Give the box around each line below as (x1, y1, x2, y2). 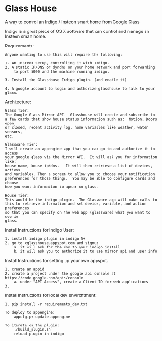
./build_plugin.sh (14, 327, 51, 332)
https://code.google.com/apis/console (5, 275, 83, 280)
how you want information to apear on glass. (5, 185, 98, 189)
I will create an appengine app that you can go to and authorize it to (5, 146, 155, 151)
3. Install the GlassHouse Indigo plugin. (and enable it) (5, 77, 127, 82)
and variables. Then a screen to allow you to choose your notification (5, 171, 155, 177)
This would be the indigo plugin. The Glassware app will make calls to (5, 197, 158, 202)
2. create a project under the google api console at (5, 271, 116, 276)
